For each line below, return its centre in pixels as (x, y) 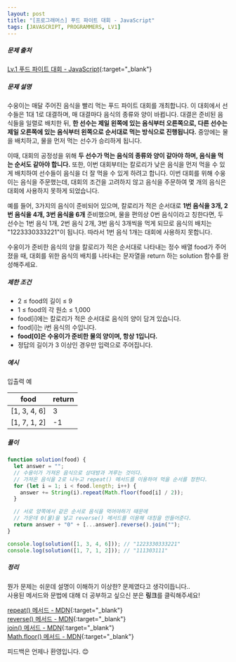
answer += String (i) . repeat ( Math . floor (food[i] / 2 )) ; (102, 493)
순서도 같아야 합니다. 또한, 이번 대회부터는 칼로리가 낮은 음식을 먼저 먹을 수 (116, 164)
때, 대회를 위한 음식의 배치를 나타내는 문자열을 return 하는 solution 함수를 (121, 256)
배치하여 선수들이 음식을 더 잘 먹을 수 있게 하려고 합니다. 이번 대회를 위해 (113, 174)
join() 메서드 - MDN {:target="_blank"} (61, 628)
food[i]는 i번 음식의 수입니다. (57, 327)
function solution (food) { (47, 460)
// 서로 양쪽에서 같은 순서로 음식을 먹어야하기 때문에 (81, 512)
